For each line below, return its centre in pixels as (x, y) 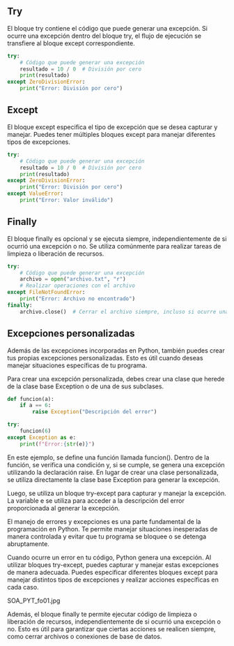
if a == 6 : (36, 405)
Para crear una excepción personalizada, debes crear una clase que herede (116, 379)
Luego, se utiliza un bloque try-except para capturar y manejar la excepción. (117, 493)
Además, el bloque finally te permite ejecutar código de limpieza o (102, 614)
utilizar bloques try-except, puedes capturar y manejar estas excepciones (113, 564)
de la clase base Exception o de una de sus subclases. (86, 386)
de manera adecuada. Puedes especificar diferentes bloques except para (112, 572)
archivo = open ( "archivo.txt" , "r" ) (73, 279)
